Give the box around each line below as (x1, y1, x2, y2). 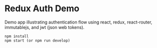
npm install (4, 34, 29, 39)
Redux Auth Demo (4, 3, 80, 14)
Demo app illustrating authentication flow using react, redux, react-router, (4, 19, 153, 25)
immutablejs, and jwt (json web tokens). (4, 24, 85, 30)
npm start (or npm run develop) (4, 38, 70, 43)
